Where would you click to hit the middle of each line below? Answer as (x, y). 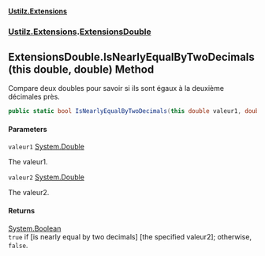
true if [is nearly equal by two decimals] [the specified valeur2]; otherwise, (130, 236)
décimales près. (34, 97)
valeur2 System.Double (47, 177)
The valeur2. (29, 193)
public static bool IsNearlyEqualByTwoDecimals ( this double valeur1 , (125, 111)
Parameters (28, 129)
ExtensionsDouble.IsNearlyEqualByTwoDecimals (131, 56)
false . (18, 245)
